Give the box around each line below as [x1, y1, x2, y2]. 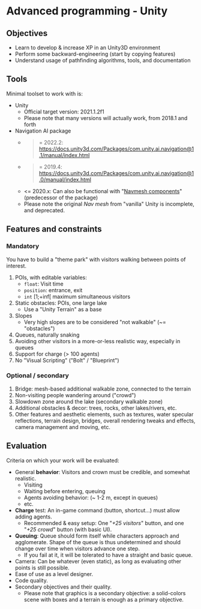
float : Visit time [23, 280, 64, 287]
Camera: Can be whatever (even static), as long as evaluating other [14, 557, 182, 565]
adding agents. [14, 513, 52, 520]
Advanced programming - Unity [6, 4, 168, 18]
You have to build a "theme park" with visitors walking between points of [6, 256, 186, 263]
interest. [6, 262, 27, 269]
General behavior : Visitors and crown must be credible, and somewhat [14, 468, 190, 475]
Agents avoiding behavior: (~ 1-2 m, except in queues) [23, 494, 158, 501]
